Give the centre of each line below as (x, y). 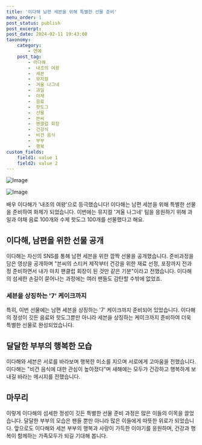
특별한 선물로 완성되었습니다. (40, 325)
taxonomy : (19, 40)
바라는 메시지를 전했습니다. (49, 377)
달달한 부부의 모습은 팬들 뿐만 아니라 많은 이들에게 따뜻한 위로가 (99, 420)
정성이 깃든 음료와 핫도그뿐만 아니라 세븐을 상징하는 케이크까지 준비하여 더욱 (102, 318)
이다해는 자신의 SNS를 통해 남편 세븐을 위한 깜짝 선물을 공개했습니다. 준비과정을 (100, 256)
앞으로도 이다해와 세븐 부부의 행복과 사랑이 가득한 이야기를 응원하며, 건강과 (102, 428)
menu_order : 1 (24, 17)
